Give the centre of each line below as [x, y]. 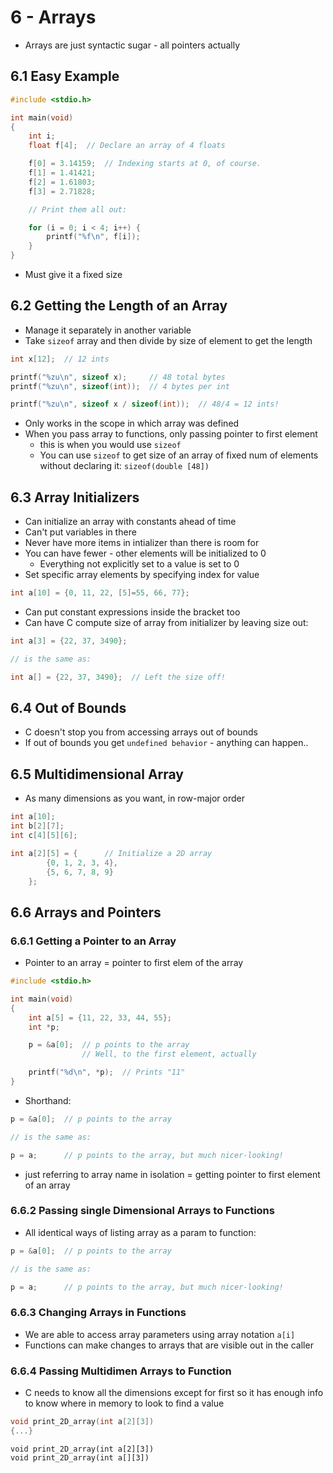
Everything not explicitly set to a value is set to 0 [139, 564]
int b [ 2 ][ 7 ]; [37, 826]
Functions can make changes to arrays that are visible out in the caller [169, 1345]
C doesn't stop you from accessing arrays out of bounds [141, 732]
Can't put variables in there [80, 532]
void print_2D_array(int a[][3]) [80, 1457]
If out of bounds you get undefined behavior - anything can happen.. [166, 743]
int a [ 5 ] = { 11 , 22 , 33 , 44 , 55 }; [100, 1017]
